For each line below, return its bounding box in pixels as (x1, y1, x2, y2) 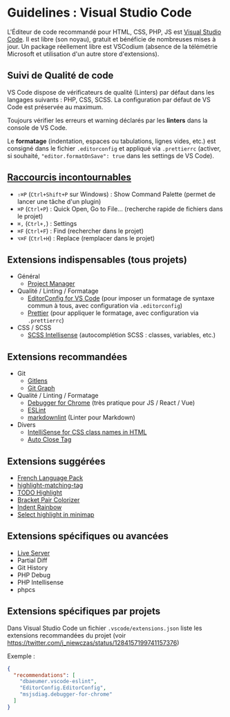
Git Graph (27, 384, 55, 392)
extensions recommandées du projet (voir (7, 631, 126, 640)
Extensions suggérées (7, 455, 106, 467)
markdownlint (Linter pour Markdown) (27, 413, 136, 422)
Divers (17, 421, 36, 429)
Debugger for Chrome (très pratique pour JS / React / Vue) (27, 399, 195, 407)
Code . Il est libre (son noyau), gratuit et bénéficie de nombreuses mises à (7, 35, 216, 43)
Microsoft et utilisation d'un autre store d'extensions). (7, 50, 160, 58)
